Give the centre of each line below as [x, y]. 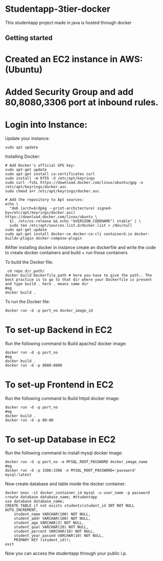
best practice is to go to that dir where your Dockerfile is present [79, 280]
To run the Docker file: [28, 301]
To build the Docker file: [29, 262]
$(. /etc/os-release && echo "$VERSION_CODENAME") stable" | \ [75, 221]
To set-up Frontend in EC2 [59, 384]
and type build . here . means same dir [47, 284]
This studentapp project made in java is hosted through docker [69, 23]
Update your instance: [27, 138]
